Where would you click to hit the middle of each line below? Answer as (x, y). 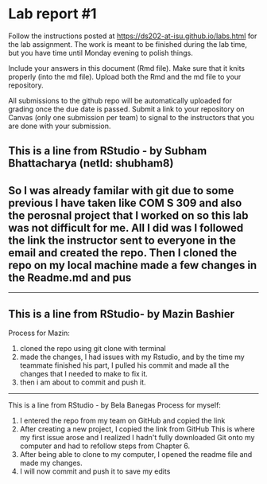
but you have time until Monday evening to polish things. (101, 53)
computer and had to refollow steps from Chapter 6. (105, 446)
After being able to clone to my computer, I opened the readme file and (136, 454)
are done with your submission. (60, 126)
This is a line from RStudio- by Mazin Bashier (122, 314)
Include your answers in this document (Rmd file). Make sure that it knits (127, 68)
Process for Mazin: (39, 333)
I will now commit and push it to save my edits (95, 471)
